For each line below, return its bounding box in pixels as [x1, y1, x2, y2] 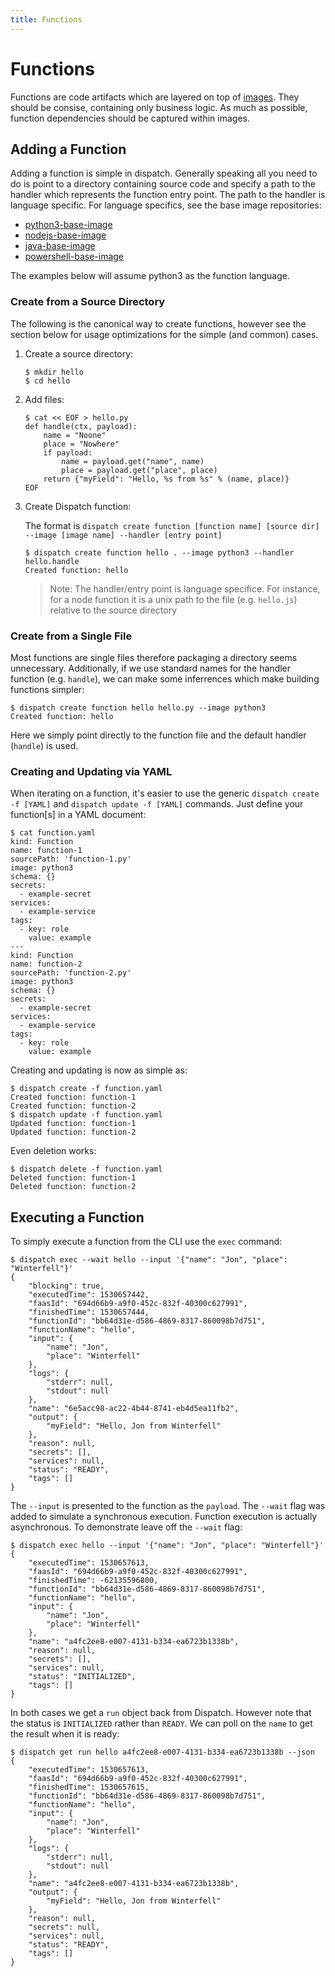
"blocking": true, [28, 1281, 105, 1291]
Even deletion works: [10, 1145, 97, 1157]
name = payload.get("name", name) [61, 456, 205, 466]
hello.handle [24, 556, 80, 566]
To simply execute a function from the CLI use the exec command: [10, 1236, 283, 1248]
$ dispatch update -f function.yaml [10, 1110, 163, 1120]
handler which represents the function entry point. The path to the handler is [10, 189, 326, 201]
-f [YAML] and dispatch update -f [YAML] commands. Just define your [10, 798, 304, 810]
